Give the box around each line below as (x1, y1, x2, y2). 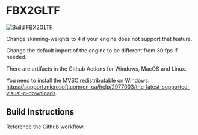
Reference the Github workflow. (6, 123, 85, 130)
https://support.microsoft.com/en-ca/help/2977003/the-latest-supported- (6, 83, 191, 90)
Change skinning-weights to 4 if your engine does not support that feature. (6, 35, 193, 42)
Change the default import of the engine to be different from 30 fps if (6, 46, 178, 54)
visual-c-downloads (6, 89, 56, 96)
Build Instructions (6, 107, 75, 118)
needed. (6, 53, 27, 60)
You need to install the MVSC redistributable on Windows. (6, 77, 150, 84)
